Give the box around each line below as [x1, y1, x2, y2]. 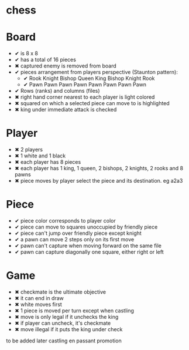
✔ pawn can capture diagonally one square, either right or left [14, 248, 164, 255]
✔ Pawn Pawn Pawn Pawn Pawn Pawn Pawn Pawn [23, 81, 147, 88]
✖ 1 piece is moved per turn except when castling [14, 307, 135, 314]
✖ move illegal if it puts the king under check [14, 325, 123, 332]
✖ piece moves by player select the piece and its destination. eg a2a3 [14, 177, 183, 184]
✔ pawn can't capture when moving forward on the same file [14, 242, 162, 249]
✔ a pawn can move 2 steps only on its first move [14, 236, 135, 243]
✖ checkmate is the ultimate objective [14, 288, 106, 295]
